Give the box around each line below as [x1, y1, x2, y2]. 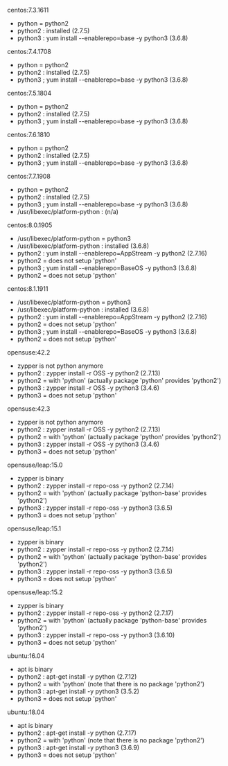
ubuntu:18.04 [7, 708, 45, 716]
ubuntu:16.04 [7, 652, 45, 660]
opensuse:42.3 [7, 404, 51, 413]
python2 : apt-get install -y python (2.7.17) [17, 729, 137, 737]
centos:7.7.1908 [7, 172, 51, 180]
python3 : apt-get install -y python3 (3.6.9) [17, 744, 140, 751]
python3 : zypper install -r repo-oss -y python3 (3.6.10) [17, 631, 175, 639]
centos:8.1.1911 [7, 285, 49, 293]
